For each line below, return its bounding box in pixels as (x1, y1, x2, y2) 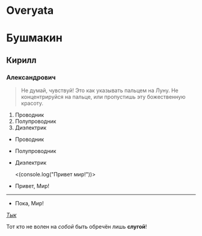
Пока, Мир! (14, 200, 44, 207)
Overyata (6, 4, 54, 17)
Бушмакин (6, 31, 63, 45)
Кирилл (6, 55, 37, 65)
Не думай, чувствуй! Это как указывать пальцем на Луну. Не (20, 87, 179, 94)
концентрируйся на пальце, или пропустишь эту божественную (20, 93, 186, 101)
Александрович (6, 73, 56, 81)
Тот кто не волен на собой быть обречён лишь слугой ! (6, 223, 147, 231)
